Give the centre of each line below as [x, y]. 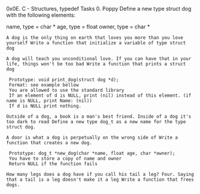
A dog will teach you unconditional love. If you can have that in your [99, 59]
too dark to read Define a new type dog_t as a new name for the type [96, 122]
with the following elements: [41, 15]
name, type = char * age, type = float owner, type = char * [78, 27]
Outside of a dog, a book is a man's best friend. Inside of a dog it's [99, 117]
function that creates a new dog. [49, 143]
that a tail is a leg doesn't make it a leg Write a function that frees [100, 180]
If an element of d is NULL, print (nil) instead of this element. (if [100, 95]
